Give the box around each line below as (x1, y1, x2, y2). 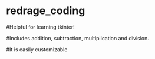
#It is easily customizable (6, 46, 68, 53)
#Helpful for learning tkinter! (6, 23, 75, 30)
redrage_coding (6, 4, 85, 18)
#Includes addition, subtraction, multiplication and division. (6, 34, 149, 41)
